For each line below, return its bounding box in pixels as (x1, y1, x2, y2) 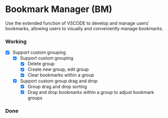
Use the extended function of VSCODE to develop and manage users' (5, 20, 150, 26)
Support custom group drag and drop (20, 78, 98, 84)
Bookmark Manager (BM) (5, 4, 112, 15)
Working (5, 38, 27, 45)
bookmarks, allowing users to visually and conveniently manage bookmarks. (5, 25, 163, 31)
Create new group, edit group (27, 66, 89, 72)
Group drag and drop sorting (27, 83, 87, 89)
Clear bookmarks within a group (27, 72, 95, 78)
